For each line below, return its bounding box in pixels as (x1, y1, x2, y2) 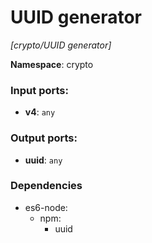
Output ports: (10, 131, 78, 145)
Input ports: (10, 83, 69, 97)
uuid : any (24, 154, 63, 166)
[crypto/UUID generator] (10, 39, 112, 51)
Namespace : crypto (10, 58, 94, 70)
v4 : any (24, 106, 56, 118)
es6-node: (24, 201, 68, 213)
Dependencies (10, 179, 83, 193)
